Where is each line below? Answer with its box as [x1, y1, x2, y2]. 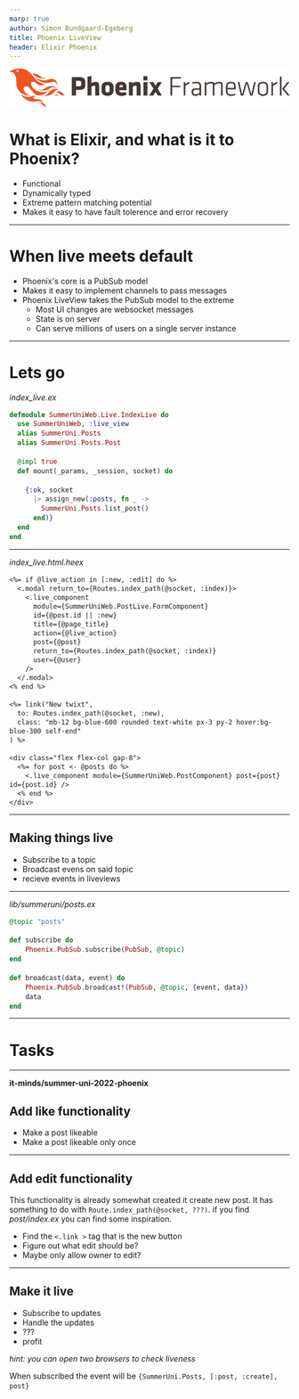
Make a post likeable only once [21, 1137, 136, 1148]
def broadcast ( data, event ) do [9, 973, 125, 982]
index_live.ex [9, 392, 57, 403]
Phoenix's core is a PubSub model [21, 275, 149, 286]
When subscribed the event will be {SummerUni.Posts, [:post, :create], [9, 1370, 279, 1381]
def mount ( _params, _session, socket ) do [17, 466, 174, 476]
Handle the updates [21, 1317, 95, 1328]
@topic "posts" [9, 917, 66, 926]
